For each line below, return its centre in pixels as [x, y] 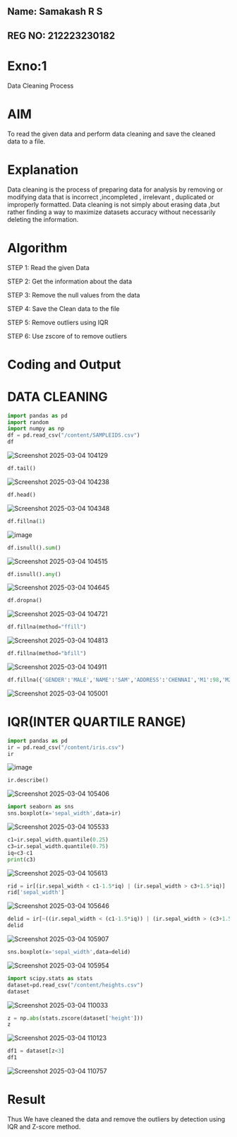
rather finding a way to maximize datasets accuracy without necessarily [112, 212]
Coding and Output [64, 364]
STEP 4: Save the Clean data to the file [63, 308]
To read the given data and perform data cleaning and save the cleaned [111, 134]
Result [26, 1100]
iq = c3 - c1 [20, 853]
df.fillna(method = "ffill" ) [47, 627]
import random [28, 422]
